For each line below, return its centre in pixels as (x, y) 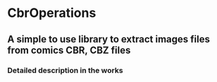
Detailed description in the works (65, 70)
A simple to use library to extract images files (108, 39)
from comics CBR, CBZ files (69, 50)
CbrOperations (52, 13)
